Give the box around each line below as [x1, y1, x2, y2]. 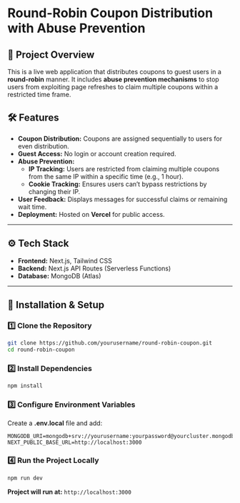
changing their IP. [28, 187, 81, 195]
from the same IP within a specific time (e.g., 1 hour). [28, 172, 184, 181]
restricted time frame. [7, 91, 71, 98]
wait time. [17, 202, 47, 211]
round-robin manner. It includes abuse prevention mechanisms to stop [7, 75, 219, 83]
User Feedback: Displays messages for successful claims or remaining [17, 195, 228, 203]
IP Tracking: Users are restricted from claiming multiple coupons [28, 164, 220, 173]
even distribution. [17, 141, 69, 151]
